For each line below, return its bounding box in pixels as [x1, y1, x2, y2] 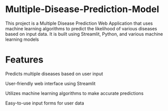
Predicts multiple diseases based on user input [5, 71, 103, 77]
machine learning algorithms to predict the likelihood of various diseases [5, 25, 157, 31]
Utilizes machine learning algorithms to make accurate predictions [5, 90, 144, 96]
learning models [5, 36, 39, 42]
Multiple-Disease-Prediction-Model [5, 4, 159, 15]
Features [5, 54, 44, 66]
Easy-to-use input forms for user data [5, 100, 85, 106]
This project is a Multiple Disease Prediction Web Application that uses [5, 20, 153, 26]
